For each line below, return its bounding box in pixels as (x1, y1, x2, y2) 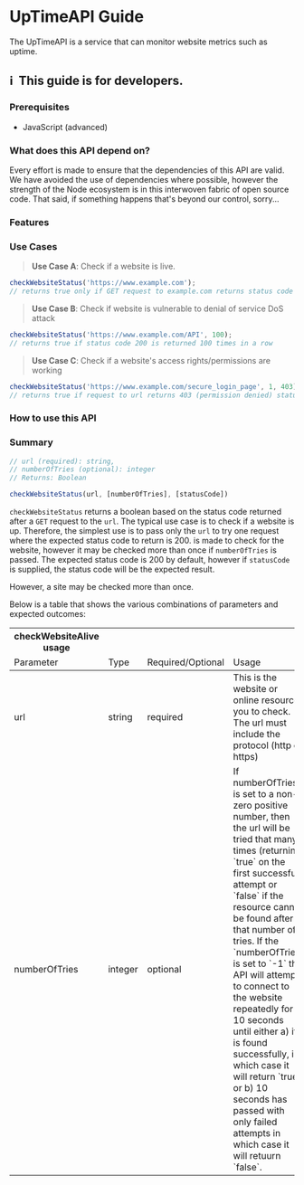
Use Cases (9, 240, 58, 252)
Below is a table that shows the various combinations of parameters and (9, 599, 279, 610)
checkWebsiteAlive (14, 630, 100, 643)
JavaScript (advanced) (22, 121, 109, 132)
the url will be (233, 821, 290, 834)
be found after (233, 912, 294, 924)
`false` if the (233, 889, 284, 902)
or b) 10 (233, 1082, 269, 1095)
